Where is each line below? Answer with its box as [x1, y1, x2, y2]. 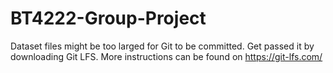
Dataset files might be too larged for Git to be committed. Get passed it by [10, 40, 315, 52]
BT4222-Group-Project [10, 7, 207, 30]
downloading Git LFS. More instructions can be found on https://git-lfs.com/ [10, 50, 323, 62]
